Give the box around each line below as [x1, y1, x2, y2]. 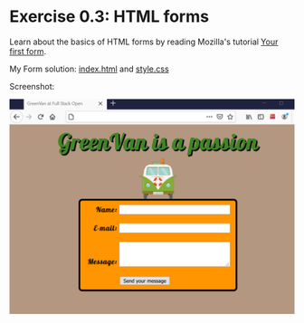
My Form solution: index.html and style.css [9, 63, 169, 74]
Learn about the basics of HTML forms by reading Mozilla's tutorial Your [9, 36, 279, 47]
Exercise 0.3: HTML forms [9, 6, 210, 27]
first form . [9, 45, 47, 56]
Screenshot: [9, 81, 55, 91]
